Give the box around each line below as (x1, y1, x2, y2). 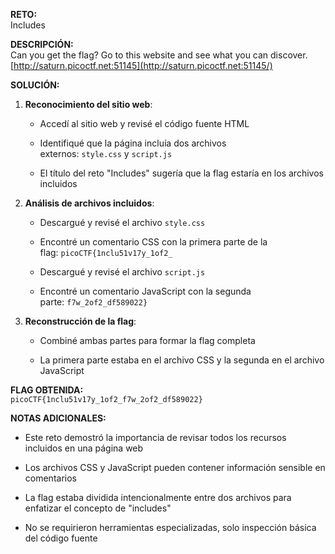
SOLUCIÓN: (10, 79, 60, 91)
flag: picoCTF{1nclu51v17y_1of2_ (39, 247, 173, 258)
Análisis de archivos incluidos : (24, 197, 155, 209)
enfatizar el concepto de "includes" (24, 502, 172, 514)
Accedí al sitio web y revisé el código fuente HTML (39, 118, 250, 129)
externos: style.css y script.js (39, 148, 173, 159)
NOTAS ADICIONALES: (10, 412, 107, 424)
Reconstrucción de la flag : (24, 315, 137, 327)
